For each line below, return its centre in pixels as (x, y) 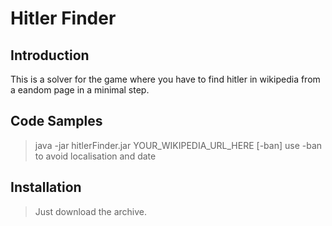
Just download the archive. (91, 211)
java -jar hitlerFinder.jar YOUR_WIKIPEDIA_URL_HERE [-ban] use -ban (178, 145)
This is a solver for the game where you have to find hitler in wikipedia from (165, 79)
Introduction (50, 55)
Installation (46, 187)
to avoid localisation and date (95, 156)
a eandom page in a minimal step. (80, 90)
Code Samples (56, 121)
